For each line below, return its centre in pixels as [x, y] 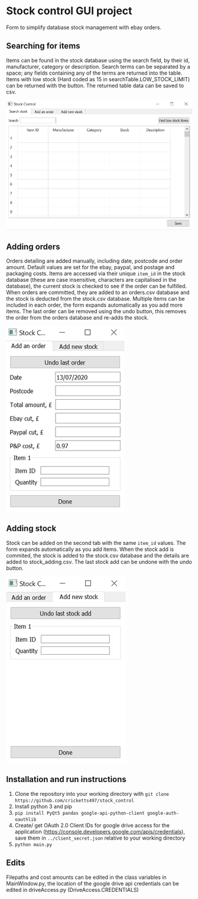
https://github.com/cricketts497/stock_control [74, 801]
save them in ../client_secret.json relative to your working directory [100, 838]
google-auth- [163, 813]
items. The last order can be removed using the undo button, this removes [96, 311]
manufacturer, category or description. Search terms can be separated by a [98, 66]
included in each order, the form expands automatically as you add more [95, 305]
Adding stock [31, 529]
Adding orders [33, 246]
